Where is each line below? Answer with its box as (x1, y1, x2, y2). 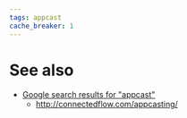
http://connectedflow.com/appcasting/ (35, 99, 179, 110)
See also (9, 60, 74, 80)
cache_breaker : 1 (9, 21, 74, 30)
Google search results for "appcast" (21, 89, 156, 100)
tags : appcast (9, 13, 63, 22)
